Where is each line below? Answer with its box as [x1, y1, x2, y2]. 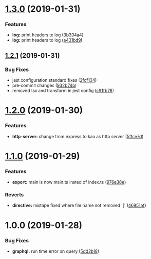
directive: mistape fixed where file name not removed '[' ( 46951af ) [12, 202, 146, 209]
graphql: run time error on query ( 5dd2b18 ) [12, 248, 100, 254]
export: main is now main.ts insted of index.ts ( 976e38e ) [12, 179, 126, 185]
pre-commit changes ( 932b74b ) [12, 82, 77, 89]
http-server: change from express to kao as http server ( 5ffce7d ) [12, 133, 144, 139]
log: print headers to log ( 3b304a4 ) [12, 32, 84, 38]
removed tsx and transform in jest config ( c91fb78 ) [12, 88, 114, 94]
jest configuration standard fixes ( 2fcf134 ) [12, 77, 97, 83]
